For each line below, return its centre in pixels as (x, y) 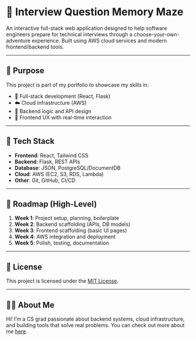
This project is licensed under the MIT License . (62, 281)
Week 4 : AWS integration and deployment (65, 237)
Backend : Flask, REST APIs (47, 162)
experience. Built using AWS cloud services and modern (99, 40)
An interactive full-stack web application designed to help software (87, 28)
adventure (18, 40)
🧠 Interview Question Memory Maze (95, 12)
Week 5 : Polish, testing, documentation (62, 243)
